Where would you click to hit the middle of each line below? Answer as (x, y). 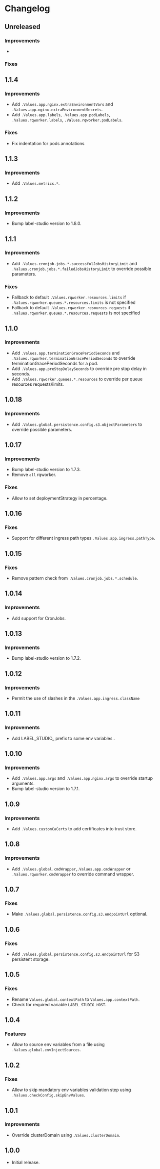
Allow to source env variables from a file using (58, 1045)
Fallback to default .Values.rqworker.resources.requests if (71, 308)
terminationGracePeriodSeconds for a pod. (55, 363)
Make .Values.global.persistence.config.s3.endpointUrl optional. (80, 914)
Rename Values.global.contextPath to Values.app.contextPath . (76, 999)
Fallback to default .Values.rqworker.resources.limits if (69, 298)
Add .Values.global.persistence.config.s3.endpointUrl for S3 (76, 954)
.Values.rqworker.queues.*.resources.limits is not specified (74, 302)
